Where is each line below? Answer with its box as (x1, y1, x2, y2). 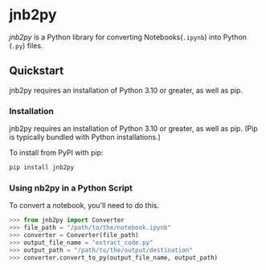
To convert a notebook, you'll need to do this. (9, 201, 160, 211)
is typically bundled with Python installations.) (9, 133, 162, 142)
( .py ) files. (9, 40, 43, 50)
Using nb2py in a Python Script (9, 182, 133, 194)
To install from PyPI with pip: (9, 148, 104, 157)
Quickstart (9, 64, 64, 78)
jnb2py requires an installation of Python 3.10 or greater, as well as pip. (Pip (9, 124, 258, 133)
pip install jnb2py (9, 163, 75, 172)
